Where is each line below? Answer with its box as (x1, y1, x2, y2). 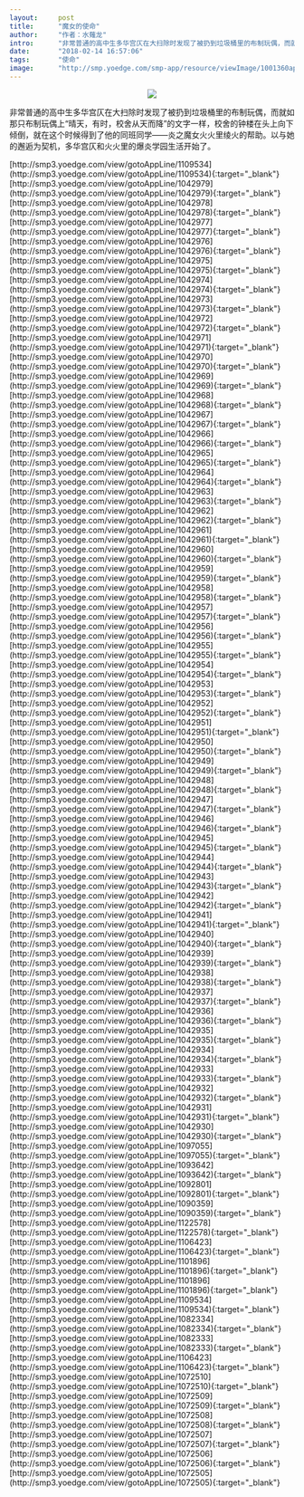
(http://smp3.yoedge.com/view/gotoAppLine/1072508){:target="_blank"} (9, 1419, 281, 1430)
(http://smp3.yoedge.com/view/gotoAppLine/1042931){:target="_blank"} (9, 1111, 280, 1122)
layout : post (9, 13, 75, 23)
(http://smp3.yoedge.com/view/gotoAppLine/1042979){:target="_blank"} (9, 187, 281, 198)
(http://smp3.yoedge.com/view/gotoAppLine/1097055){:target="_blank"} (9, 1149, 280, 1160)
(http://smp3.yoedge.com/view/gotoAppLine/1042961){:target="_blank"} (9, 533, 280, 544)
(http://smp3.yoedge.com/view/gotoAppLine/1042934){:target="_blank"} (9, 1053, 282, 1064)
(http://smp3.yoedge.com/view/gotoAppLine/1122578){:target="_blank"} (9, 1226, 279, 1237)
